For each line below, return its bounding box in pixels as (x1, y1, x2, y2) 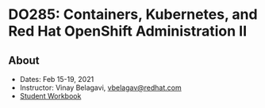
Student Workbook (19, 91, 82, 100)
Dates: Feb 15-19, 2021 (19, 75, 94, 84)
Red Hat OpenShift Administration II (8, 22, 248, 40)
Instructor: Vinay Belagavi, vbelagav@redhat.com (19, 83, 182, 92)
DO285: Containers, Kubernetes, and (8, 6, 258, 24)
